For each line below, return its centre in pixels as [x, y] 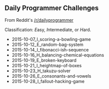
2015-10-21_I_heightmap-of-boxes [47, 65]
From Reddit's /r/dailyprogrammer [39, 20]
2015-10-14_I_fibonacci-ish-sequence [50, 49]
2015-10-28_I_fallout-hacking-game [48, 81]
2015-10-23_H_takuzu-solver [41, 71]
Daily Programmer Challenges [52, 8]
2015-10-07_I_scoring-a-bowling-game [51, 39]
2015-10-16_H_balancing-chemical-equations [58, 55]
